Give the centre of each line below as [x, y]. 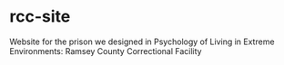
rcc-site [40, 17]
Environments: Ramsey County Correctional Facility [106, 51]
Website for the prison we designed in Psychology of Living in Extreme [142, 42]
